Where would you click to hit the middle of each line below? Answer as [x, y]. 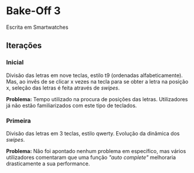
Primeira [19, 121]
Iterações [24, 46]
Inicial [15, 62]
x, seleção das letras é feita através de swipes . [63, 88]
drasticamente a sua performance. [48, 164]
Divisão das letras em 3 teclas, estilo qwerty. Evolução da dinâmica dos [93, 133]
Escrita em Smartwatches [37, 27]
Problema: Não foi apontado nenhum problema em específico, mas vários [96, 151]
